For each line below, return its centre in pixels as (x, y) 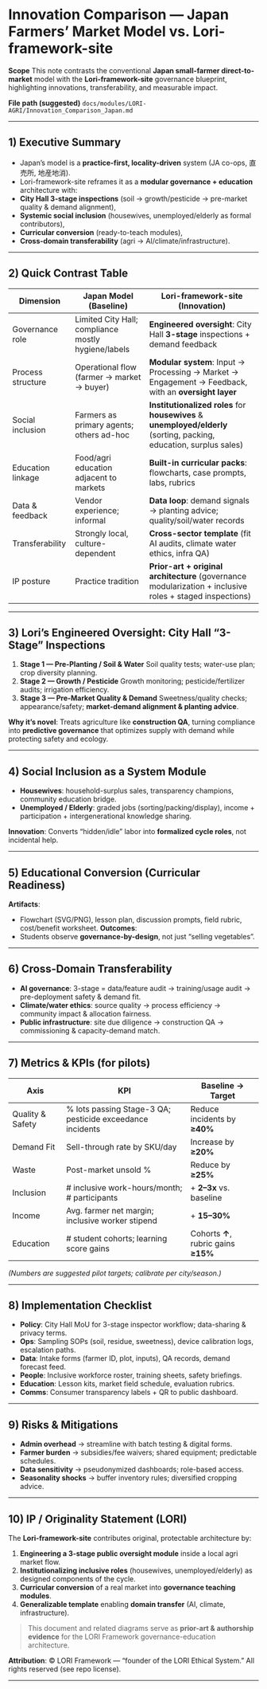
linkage (26, 477)
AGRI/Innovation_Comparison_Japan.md (71, 110)
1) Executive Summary (65, 142)
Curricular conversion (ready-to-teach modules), (101, 232)
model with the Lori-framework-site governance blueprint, (131, 79)
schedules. (38, 1461)
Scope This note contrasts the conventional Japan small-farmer (114, 70)
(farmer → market (108, 377)
